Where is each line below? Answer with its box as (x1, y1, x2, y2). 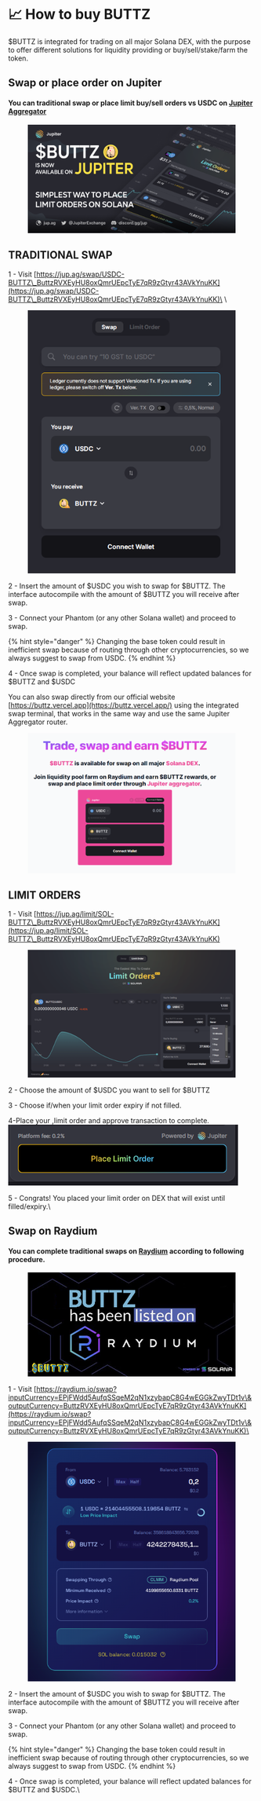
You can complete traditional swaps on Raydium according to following (8, 1246, 245, 1256)
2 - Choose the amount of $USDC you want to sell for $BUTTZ (8, 1085, 210, 1095)
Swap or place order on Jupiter (8, 76, 162, 90)
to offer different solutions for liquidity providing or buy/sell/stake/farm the (8, 45, 248, 54)
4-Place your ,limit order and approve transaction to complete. (8, 1115, 210, 1125)
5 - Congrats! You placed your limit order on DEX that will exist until (8, 1193, 226, 1202)
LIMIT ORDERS (8, 888, 81, 902)
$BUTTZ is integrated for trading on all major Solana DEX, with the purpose (8, 36, 251, 46)
